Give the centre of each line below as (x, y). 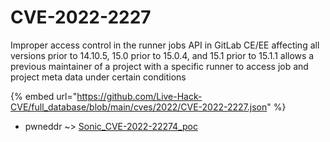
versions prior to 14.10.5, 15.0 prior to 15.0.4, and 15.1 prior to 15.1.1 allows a (162, 55)
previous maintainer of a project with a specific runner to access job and (159, 66)
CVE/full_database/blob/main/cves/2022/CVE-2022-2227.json (139, 107)
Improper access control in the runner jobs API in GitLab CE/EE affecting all (165, 45)
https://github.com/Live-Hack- (139, 96)
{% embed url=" (44, 96)
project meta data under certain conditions (98, 77)
